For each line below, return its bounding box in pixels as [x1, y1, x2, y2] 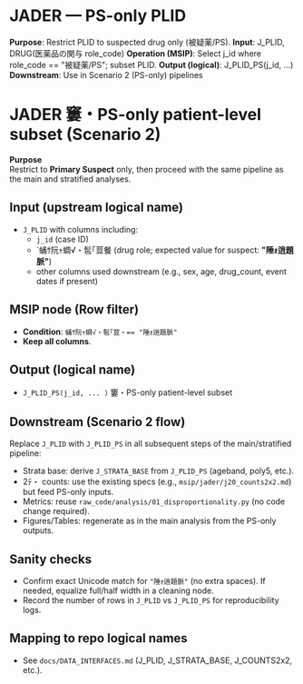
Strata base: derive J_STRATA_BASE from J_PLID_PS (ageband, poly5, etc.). [22, 465, 295, 477]
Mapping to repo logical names [9, 630, 188, 646]
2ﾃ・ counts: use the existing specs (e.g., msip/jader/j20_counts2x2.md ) [22, 476, 292, 487]
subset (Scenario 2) [9, 124, 161, 145]
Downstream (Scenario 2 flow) [9, 414, 186, 430]
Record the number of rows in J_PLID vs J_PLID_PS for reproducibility [22, 594, 279, 605]
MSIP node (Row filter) [9, 302, 140, 318]
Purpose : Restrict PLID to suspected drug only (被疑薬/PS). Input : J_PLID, [9, 36, 286, 47]
